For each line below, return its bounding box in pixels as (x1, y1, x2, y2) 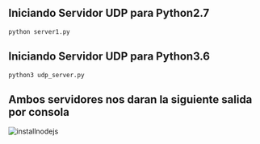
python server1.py (8, 27, 70, 35)
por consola (8, 105, 70, 119)
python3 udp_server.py (8, 71, 85, 79)
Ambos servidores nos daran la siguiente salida (8, 93, 253, 107)
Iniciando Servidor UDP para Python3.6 (8, 50, 210, 64)
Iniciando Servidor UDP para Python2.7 (8, 6, 210, 20)
